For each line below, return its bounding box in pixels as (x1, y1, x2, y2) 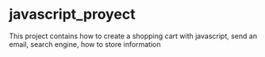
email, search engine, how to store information (9, 39, 161, 48)
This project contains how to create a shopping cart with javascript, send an (9, 31, 257, 41)
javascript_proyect (9, 5, 136, 23)
